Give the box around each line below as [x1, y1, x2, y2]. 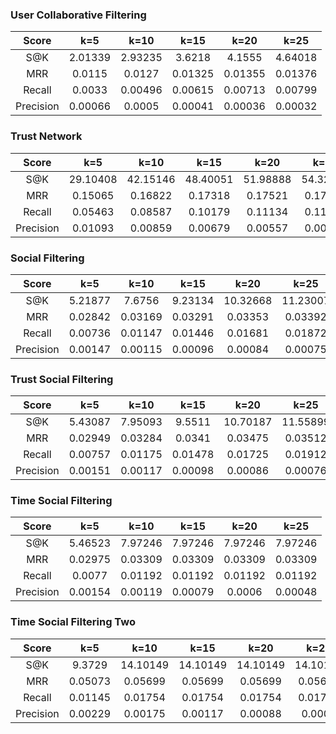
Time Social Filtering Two [10, 615, 136, 629]
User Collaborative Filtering [10, 8, 147, 22]
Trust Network [10, 129, 83, 143]
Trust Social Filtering [10, 372, 114, 386]
